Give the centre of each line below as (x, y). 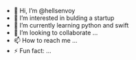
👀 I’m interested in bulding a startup (64, 18)
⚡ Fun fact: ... (32, 51)
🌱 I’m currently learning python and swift (71, 25)
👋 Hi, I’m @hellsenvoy (44, 11)
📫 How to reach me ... (45, 40)
